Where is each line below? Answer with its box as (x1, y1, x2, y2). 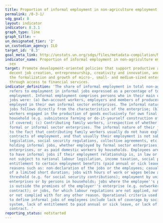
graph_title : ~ (5, 35, 36, 39)
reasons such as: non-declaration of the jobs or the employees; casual (9, 166, 160, 170)
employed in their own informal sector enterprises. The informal (9, 102, 147, 107)
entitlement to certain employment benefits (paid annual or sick (9, 161, 147, 166)
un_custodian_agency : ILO (5, 43, 57, 48)
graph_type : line (5, 30, 40, 35)
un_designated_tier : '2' (5, 39, 55, 44)
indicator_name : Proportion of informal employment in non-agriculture (5, 57, 153, 62)
